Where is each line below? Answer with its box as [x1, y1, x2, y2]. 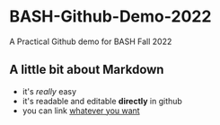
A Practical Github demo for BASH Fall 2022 [9, 36, 172, 47]
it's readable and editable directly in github [22, 95, 182, 106]
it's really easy [22, 85, 77, 96]
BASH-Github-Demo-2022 [9, 6, 212, 27]
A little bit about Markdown [9, 62, 164, 77]
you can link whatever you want [22, 105, 141, 116]
